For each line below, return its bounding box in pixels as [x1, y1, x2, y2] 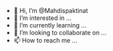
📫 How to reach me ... [13, 37, 77, 44]
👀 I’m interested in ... [13, 14, 72, 22]
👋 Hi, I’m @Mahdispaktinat [13, 7, 88, 14]
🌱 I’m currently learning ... [13, 21, 87, 29]
